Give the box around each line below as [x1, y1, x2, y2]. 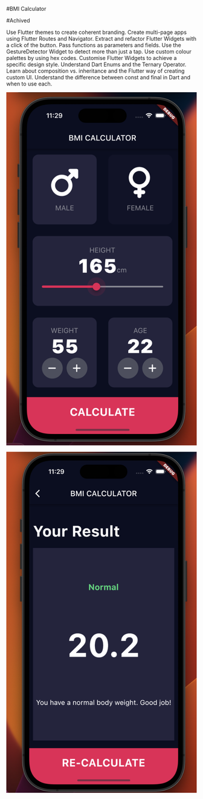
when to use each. [6, 80, 53, 87]
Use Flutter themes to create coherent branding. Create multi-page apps [6, 28, 187, 36]
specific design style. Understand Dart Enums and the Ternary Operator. [6, 61, 187, 68]
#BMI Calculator [6, 5, 47, 12]
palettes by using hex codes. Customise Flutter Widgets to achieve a [6, 55, 177, 61]
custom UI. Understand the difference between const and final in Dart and [6, 74, 191, 81]
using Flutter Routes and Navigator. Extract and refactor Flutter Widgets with [6, 35, 196, 42]
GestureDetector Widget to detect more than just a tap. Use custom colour [6, 48, 192, 55]
